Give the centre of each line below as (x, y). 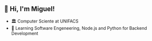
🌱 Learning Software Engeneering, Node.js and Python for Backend (79, 28)
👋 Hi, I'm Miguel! (30, 9)
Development (25, 33)
